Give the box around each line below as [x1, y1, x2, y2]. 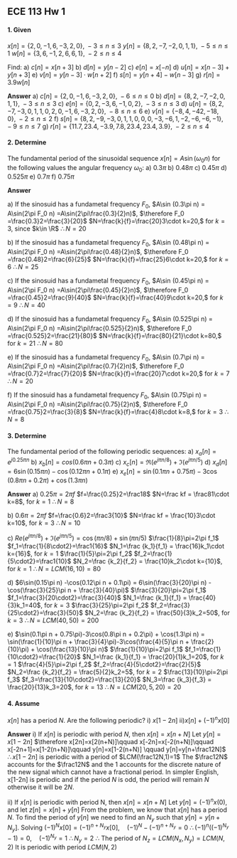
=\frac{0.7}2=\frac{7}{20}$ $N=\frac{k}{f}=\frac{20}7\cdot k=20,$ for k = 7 [7, 369, 231, 378]
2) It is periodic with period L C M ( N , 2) [7, 843, 117, 852]
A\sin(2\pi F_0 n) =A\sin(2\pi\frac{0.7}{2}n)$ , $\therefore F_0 [7, 362, 184, 371]
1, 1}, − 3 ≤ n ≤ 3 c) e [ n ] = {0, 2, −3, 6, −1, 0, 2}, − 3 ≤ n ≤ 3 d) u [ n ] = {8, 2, [7, 99, 224, 107]
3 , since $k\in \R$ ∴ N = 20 [7, 224, 87, 233]
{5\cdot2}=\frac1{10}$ [7, 557, 72, 566]
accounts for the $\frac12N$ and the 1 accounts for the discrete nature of [7, 760, 221, 768]
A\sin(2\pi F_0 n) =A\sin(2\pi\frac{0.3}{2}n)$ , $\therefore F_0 [7, 209, 184, 218]
